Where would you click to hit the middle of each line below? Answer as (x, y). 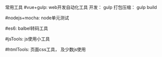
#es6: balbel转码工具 (27, 28)
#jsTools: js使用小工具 (27, 39)
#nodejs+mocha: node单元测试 (37, 18)
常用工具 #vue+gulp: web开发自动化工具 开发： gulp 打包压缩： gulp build (81, 7)
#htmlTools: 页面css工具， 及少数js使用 (46, 49)
